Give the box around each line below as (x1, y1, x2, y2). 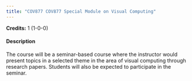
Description (6, 38, 36, 45)
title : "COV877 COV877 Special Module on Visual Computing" (6, 8, 157, 15)
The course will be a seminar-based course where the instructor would (6, 51, 178, 58)
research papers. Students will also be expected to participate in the (6, 63, 171, 70)
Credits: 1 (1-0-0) (6, 24, 49, 31)
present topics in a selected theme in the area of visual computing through (6, 57, 187, 64)
